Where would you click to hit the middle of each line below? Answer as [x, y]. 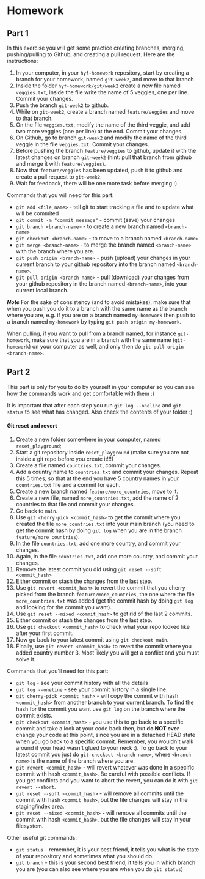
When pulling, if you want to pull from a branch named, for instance [92, 333]
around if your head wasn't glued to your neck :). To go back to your [102, 748]
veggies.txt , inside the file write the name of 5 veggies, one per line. [102, 92]
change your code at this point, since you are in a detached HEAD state [106, 735]
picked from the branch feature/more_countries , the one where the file [105, 595]
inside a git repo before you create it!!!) [65, 459]
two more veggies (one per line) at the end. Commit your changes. [99, 131]
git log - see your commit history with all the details [82, 683]
